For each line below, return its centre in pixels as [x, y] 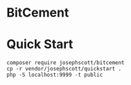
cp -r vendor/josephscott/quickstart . [64, 69]
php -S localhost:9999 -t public [55, 75]
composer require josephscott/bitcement [66, 63]
